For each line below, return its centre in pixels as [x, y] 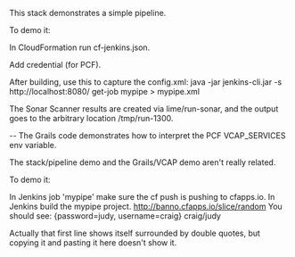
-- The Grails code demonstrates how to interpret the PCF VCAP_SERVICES [147, 136]
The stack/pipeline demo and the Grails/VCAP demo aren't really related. [143, 162]
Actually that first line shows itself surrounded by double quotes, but [135, 233]
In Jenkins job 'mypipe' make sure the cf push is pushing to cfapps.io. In [142, 197]
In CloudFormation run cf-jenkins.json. [80, 47]
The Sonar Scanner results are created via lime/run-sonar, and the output [144, 109]
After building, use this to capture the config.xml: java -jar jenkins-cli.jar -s [146, 82]
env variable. [33, 145]
